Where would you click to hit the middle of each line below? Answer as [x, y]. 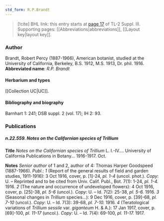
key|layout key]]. [34, 34]
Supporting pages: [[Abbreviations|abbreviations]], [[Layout [79, 29]
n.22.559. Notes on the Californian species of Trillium [62, 138]
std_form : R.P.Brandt [28, 10]
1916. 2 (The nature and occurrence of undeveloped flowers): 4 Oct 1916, [80, 187]
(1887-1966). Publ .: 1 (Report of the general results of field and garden [77, 171]
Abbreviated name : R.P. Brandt [38, 69]
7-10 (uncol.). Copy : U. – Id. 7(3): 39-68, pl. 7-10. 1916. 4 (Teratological [77, 203]
